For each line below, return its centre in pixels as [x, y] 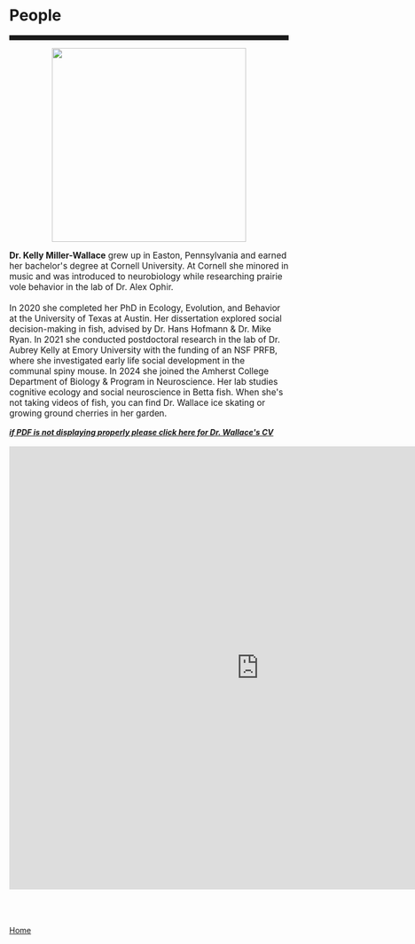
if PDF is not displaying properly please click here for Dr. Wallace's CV [141, 432]
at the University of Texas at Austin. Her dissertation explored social [145, 319]
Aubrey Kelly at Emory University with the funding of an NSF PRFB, [143, 351]
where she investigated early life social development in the [127, 361]
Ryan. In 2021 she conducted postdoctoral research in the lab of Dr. [145, 340]
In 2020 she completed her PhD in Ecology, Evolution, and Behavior [145, 308]
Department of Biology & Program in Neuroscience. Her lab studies [144, 382]
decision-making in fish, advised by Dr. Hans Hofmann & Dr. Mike [141, 329]
